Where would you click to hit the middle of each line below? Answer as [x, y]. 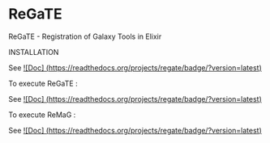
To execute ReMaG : [42, 115]
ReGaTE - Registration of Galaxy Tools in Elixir [85, 36]
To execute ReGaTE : [43, 83]
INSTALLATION [34, 52]
